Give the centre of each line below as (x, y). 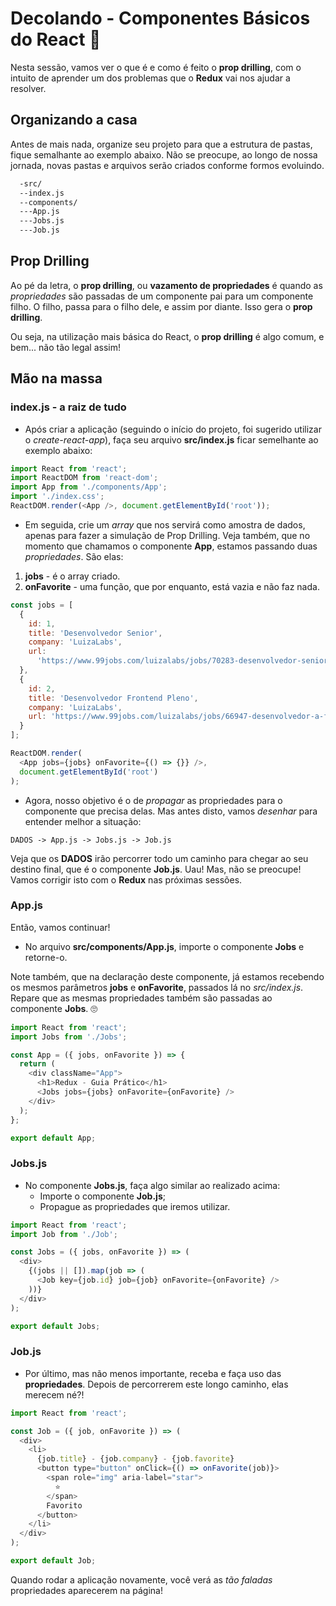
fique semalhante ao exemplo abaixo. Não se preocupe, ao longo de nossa (164, 154)
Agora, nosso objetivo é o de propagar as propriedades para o (153, 800)
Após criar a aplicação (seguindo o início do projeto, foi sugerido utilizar (173, 429)
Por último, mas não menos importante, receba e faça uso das (153, 1373)
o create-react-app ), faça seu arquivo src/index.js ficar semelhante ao (171, 439)
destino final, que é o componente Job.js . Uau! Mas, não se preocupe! (156, 869)
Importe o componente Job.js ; (102, 1196)
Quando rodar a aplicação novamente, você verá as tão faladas (141, 1579)
